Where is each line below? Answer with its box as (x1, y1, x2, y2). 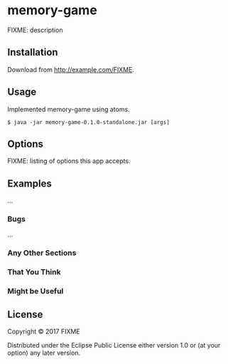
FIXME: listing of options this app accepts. (7, 157, 131, 165)
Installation (7, 46, 58, 58)
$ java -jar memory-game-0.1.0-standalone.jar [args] (7, 118, 170, 126)
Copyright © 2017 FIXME (7, 327, 80, 336)
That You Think (7, 267, 61, 277)
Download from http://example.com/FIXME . (7, 65, 135, 73)
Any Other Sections (7, 248, 77, 258)
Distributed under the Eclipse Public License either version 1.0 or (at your (7, 341, 221, 350)
